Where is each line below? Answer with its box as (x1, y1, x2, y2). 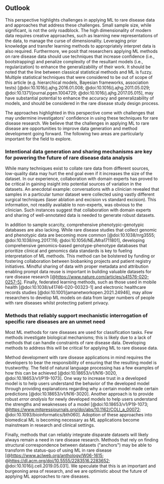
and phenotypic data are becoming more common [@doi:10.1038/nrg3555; (5, 232, 156, 238)
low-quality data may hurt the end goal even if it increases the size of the (5, 171, 153, 177)
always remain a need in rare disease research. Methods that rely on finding (5, 437, 159, 443)
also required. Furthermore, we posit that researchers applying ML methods (5, 48, 158, 54)
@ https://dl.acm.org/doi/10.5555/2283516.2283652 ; (5, 458, 110, 464)
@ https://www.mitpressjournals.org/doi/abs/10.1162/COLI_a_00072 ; (5, 407, 141, 412)
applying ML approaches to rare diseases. (5, 473, 90, 480)
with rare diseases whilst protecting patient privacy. (5, 300, 109, 306)
